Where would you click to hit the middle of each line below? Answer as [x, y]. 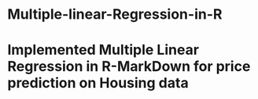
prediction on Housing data [98, 83]
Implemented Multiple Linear [103, 50]
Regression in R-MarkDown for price [129, 67]
